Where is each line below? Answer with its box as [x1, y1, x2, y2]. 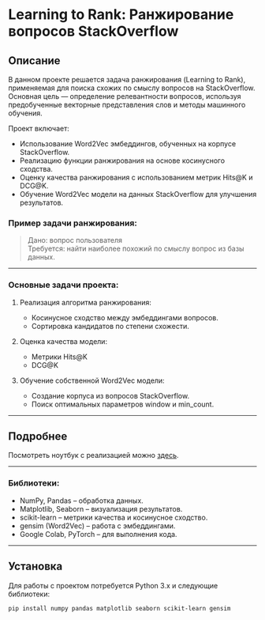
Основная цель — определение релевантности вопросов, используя [8, 92, 242, 100]
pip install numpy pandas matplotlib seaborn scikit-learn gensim [8, 604, 231, 612]
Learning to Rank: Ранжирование [8, 6, 234, 24]
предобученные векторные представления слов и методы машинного [8, 100, 246, 109]
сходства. [19, 164, 54, 173]
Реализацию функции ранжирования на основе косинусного [19, 156, 226, 165]
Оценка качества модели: [19, 336, 108, 346]
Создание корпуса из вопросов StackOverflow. [31, 391, 190, 400]
